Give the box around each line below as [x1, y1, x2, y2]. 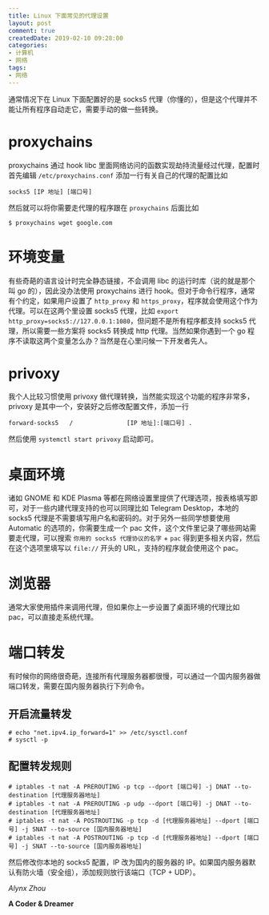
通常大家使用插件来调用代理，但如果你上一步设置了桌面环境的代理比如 [8, 602, 240, 612]
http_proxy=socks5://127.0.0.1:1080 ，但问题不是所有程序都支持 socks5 [8, 315, 247, 325]
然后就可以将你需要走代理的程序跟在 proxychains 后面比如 [8, 203, 199, 212]
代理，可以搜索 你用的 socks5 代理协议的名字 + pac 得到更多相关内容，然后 [22, 533, 260, 543]
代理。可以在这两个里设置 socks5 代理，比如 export [8, 306, 179, 315]
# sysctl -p [8, 736, 48, 744]
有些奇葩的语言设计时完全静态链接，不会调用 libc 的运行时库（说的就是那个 [8, 275, 256, 285]
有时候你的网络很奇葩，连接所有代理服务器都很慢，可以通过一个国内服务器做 [8, 672, 261, 681]
